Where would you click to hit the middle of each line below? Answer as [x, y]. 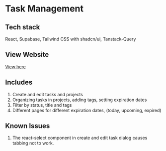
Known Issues [28, 126]
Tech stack [23, 27]
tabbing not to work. [33, 143]
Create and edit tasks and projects [47, 94]
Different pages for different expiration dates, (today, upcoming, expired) [87, 110]
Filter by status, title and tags [42, 105]
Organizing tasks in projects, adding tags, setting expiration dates [80, 100]
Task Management [44, 9]
